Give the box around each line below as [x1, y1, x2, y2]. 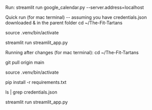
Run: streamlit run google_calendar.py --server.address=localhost [5, 5, 144, 10]
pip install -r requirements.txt [5, 79, 67, 85]
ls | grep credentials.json [5, 89, 57, 95]
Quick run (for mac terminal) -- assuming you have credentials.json [5, 14, 147, 20]
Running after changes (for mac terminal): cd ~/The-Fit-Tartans [5, 50, 139, 55]
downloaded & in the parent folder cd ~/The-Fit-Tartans [5, 20, 123, 26]
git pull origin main [5, 59, 45, 65]
